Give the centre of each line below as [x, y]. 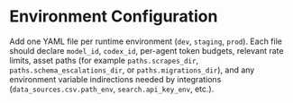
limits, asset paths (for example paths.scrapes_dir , [104, 60]
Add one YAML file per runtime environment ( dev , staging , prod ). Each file [146, 41]
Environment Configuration [114, 17]
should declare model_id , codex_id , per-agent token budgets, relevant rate [146, 50]
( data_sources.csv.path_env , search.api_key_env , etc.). [112, 89]
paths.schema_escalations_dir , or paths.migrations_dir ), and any [132, 70]
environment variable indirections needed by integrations [115, 79]
